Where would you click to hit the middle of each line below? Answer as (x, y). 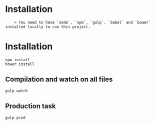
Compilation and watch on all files (59, 79)
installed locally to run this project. (48, 27)
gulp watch (16, 91)
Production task (30, 106)
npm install (17, 60)
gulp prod (15, 118)
